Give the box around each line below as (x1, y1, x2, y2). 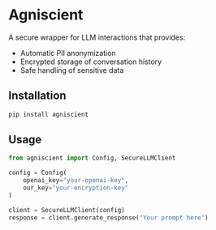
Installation (8, 89, 67, 103)
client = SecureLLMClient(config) (8, 206, 126, 214)
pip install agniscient (8, 110, 89, 118)
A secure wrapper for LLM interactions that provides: (8, 32, 186, 42)
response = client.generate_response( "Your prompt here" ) (8, 213, 209, 222)
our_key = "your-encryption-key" (23, 184, 129, 192)
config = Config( (8, 168, 67, 177)
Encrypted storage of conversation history (19, 57, 162, 66)
